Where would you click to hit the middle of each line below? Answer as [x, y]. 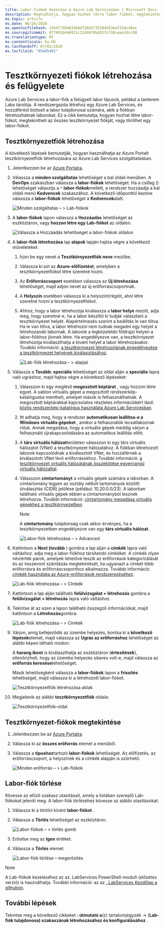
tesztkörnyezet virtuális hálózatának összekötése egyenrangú [82, 464]
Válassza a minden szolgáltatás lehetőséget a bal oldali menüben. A [82, 178]
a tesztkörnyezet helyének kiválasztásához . [64, 353]
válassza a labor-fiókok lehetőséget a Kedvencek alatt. [68, 198]
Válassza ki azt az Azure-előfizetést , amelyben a [70, 267]
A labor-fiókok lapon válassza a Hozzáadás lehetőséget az [72, 218]
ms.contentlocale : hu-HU [30, 42]
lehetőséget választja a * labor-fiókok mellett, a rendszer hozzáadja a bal [86, 188]
